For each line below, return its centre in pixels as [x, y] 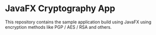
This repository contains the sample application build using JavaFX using [78, 22]
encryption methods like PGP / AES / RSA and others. [58, 27]
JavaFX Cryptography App [60, 9]
